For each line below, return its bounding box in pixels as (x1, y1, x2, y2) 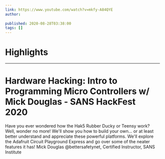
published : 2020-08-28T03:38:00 (5, 21, 71, 26)
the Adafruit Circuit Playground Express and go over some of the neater (5, 139, 150, 144)
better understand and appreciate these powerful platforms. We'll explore (5, 133, 154, 139)
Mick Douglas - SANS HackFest (5, 96, 136, 107)
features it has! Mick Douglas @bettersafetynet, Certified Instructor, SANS (5, 144, 155, 150)
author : (5, 12, 21, 17)
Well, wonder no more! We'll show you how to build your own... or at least (5, 128, 154, 134)
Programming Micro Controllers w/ (5, 86, 150, 97)
